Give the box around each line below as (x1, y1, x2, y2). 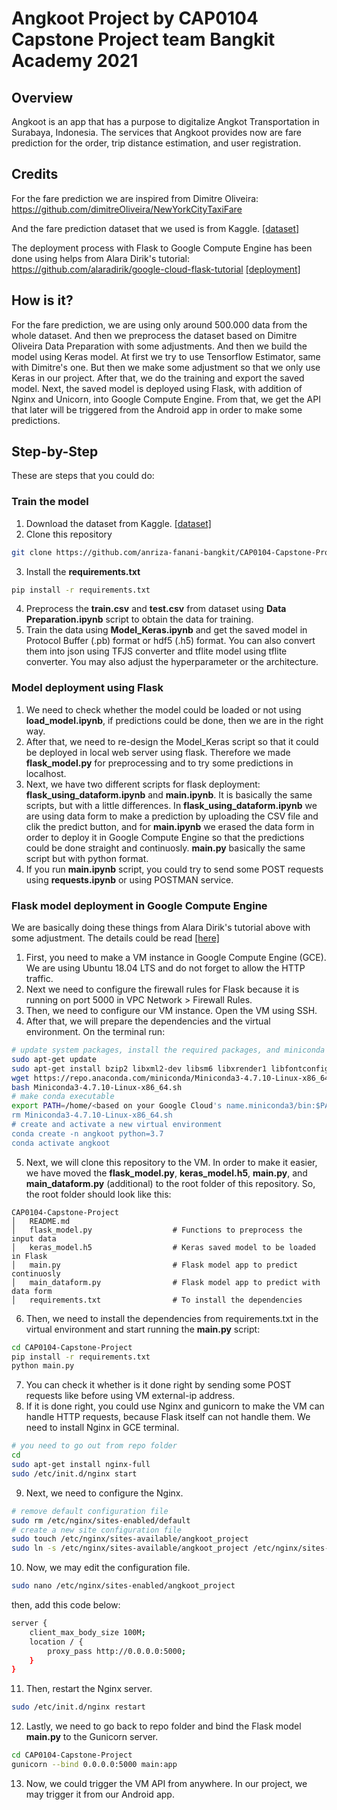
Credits (11, 166, 59, 183)
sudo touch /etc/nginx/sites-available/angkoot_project (11, 1534, 249, 1544)
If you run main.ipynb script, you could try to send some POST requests (25, 863, 324, 875)
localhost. (25, 767, 67, 779)
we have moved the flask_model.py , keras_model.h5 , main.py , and (25, 1167, 308, 1179)
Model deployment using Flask (11, 681, 164, 695)
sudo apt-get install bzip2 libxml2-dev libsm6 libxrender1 (11, 1063, 268, 1074)
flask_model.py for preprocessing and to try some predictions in (25, 757, 294, 769)
